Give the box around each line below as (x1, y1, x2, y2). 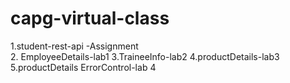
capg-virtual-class (10, 7, 170, 30)
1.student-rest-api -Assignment (10, 40, 139, 52)
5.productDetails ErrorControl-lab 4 (10, 61, 157, 73)
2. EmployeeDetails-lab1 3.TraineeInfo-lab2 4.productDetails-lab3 (10, 50, 280, 62)
